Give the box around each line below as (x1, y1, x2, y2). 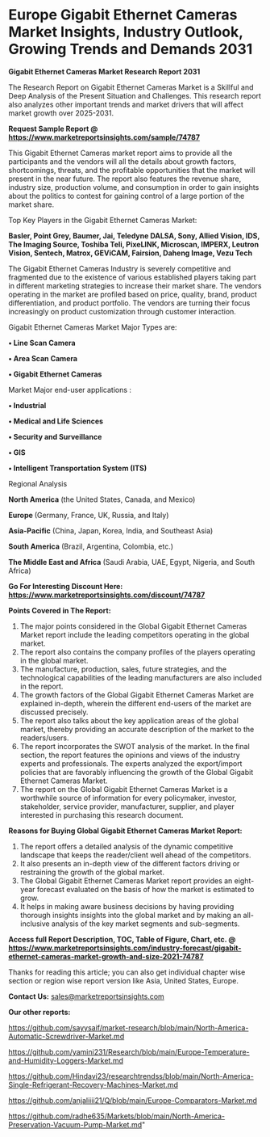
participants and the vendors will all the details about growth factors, (8, 156, 236, 166)
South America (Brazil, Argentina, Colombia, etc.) (8, 541, 174, 551)
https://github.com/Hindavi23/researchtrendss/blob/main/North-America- (8, 1071, 254, 1080)
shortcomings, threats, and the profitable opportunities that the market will (8, 165, 255, 175)
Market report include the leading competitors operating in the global (19, 630, 250, 639)
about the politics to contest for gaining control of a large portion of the (8, 191, 245, 200)
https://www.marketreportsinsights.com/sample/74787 (8, 132, 200, 142)
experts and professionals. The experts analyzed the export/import (19, 758, 243, 769)
